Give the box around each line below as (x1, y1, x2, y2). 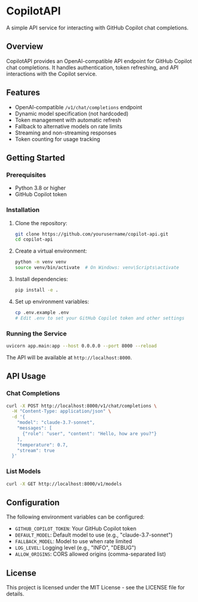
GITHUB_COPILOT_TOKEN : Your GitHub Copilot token (14, 525, 137, 532)
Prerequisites (6, 170, 46, 179)
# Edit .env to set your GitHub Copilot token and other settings (14, 315, 185, 321)
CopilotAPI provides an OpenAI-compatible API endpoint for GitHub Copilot (6, 57, 192, 64)
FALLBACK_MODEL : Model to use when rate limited (14, 538, 133, 545)
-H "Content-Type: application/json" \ (11, 408, 112, 415)
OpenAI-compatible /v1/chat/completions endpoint (14, 103, 142, 110)
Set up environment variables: (14, 298, 89, 305)
